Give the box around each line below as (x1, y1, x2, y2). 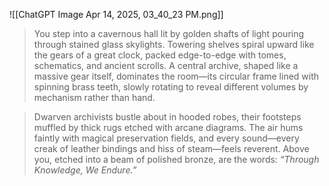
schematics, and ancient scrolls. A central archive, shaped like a (33, 60, 299, 71)
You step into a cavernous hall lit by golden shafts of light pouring (33, 28, 305, 39)
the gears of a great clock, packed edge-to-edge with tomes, (33, 49, 287, 61)
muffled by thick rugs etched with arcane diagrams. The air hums (33, 122, 304, 133)
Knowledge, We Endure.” (33, 164, 137, 176)
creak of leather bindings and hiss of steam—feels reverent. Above (33, 143, 310, 154)
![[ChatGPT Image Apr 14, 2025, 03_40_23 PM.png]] (9, 9, 224, 20)
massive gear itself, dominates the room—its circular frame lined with (33, 70, 320, 82)
